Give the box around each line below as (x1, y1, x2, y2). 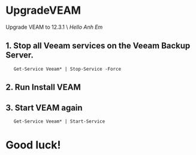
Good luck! (5, 138, 61, 152)
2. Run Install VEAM (5, 82, 82, 93)
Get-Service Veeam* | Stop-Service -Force (13, 66, 121, 72)
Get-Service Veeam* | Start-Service (13, 118, 105, 124)
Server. (5, 50, 34, 60)
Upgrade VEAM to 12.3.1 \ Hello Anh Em (5, 23, 103, 31)
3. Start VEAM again (5, 102, 83, 113)
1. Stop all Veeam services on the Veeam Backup (5, 41, 191, 51)
